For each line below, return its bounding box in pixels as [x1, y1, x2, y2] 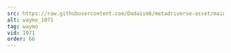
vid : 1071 [7, 29, 36, 36]
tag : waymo [7, 23, 38, 30]
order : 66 [7, 36, 36, 43]
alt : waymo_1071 [7, 17, 54, 23]
